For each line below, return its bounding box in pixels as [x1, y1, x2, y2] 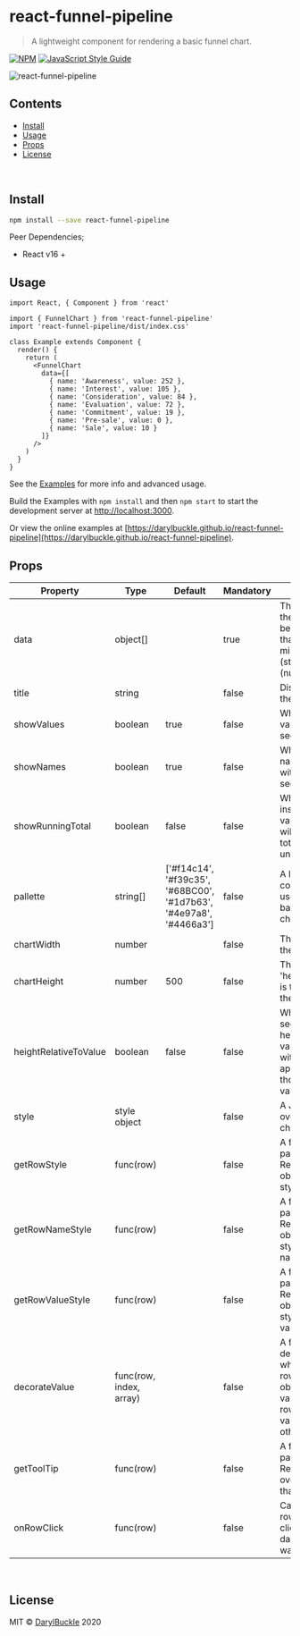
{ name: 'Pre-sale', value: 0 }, [48, 416, 174, 426]
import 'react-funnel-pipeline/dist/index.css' [9, 322, 190, 332]
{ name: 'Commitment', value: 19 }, [48, 409, 186, 417]
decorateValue [13, 1381, 75, 1394]
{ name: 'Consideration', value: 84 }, [48, 392, 198, 401]
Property [40, 585, 79, 597]
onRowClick [13, 1522, 64, 1534]
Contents [9, 97, 62, 112]
